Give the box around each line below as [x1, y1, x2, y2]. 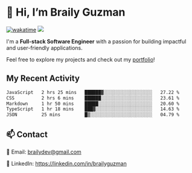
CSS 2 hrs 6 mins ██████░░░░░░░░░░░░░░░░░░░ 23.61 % [6, 95, 180, 101]
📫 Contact [6, 129, 48, 139]
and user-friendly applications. [6, 44, 83, 51]
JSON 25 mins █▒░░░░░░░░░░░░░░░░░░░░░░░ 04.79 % [6, 112, 180, 118]
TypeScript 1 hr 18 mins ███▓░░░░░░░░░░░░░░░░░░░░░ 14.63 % [6, 106, 180, 112]
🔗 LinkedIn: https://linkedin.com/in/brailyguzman [6, 160, 127, 167]
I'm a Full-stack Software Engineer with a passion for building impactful [6, 37, 187, 45]
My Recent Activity [6, 74, 80, 84]
